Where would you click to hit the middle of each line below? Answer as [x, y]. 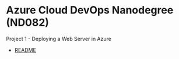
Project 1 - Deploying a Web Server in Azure [59, 39]
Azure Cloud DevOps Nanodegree [90, 10]
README [25, 50]
